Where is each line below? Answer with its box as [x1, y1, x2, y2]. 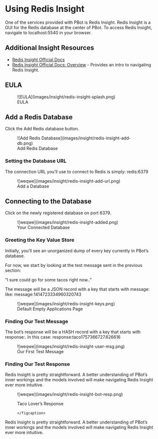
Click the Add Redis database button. [5, 126, 79, 132]
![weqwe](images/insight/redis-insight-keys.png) [17, 300, 115, 306]
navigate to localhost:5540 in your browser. [5, 30, 92, 35]
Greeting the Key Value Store [5, 236, 75, 243]
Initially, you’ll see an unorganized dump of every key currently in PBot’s [5, 248, 149, 253]
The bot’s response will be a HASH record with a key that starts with [5, 329, 141, 335]
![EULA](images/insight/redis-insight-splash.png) [17, 94, 115, 100]
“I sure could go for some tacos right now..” [5, 277, 92, 282]
